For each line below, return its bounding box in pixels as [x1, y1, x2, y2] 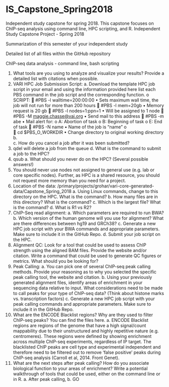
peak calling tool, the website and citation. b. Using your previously [13, 274, 152, 280]
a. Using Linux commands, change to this [72, 188, 158, 194]
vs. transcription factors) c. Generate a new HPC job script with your [13, 296, 155, 302]
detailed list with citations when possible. [13, 75, 99, 81]
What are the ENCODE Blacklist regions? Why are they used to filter [13, 312, 153, 318]
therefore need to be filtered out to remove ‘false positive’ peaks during [13, 349, 161, 355]
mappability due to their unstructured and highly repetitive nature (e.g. [13, 327, 159, 334]
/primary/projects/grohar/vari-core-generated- [57, 183, 154, 189]
